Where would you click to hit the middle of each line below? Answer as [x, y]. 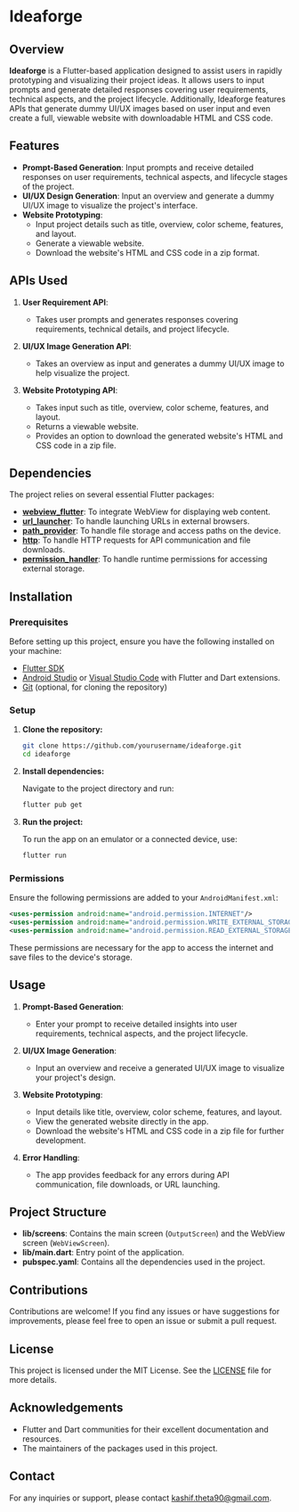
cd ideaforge [46, 755]
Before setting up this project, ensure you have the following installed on [142, 642]
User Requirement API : [65, 302]
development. [61, 1140]
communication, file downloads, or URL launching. [128, 1184]
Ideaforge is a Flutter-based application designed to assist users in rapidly [146, 70]
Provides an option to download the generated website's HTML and [159, 436]
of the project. [48, 186]
